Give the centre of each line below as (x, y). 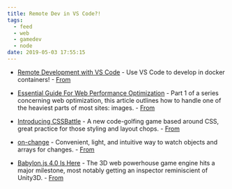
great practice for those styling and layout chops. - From (98, 129)
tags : (15, 20)
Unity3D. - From (40, 177)
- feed (23, 26)
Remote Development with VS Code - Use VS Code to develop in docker (121, 72)
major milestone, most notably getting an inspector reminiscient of (113, 170)
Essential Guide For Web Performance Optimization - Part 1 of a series (118, 93)
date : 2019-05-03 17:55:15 (46, 53)
